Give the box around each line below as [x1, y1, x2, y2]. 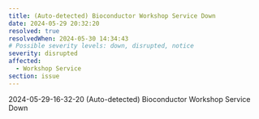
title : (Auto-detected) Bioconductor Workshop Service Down [8, 11, 217, 20]
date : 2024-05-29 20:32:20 [8, 19, 100, 28]
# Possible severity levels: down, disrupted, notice [8, 42, 195, 50]
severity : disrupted [8, 49, 79, 57]
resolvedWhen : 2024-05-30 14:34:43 [8, 34, 129, 43]
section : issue [8, 72, 60, 80]
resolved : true [8, 27, 60, 35]
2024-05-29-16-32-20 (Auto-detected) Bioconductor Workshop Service [8, 94, 251, 104]
